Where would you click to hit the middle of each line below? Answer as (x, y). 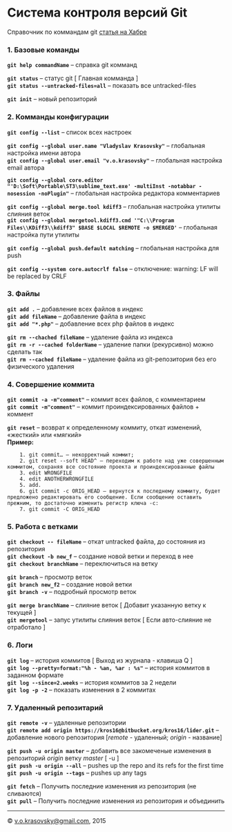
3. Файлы (23, 294)
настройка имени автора (44, 153)
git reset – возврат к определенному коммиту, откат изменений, (105, 427)
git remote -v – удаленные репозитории (67, 723)
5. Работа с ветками (42, 527)
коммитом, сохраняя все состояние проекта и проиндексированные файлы (111, 467)
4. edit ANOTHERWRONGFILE (57, 479)
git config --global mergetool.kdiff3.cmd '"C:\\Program (91, 220)
